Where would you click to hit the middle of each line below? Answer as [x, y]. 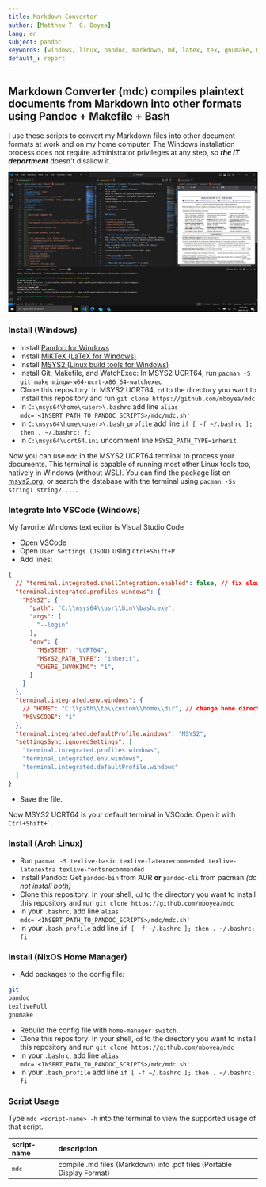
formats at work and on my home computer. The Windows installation [122, 144]
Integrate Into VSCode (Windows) [74, 510]
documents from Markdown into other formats [125, 104]
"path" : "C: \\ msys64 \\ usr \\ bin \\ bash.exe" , [102, 608]
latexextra [38, 869]
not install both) [45, 886]
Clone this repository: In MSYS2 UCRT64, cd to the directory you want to [138, 389]
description [78, 1149]
